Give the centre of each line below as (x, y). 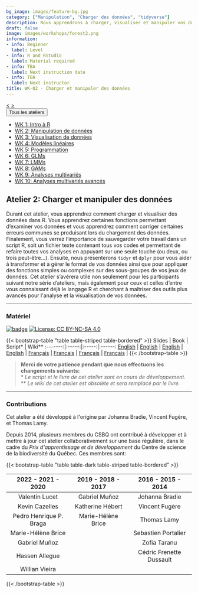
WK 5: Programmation (42, 149)
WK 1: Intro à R (32, 124)
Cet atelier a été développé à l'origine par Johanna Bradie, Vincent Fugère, (97, 417)
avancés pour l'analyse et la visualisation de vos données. (77, 295)
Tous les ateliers (27, 112)
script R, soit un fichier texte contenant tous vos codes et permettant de (93, 245)
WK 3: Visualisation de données (53, 137)
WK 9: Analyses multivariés (48, 174)
